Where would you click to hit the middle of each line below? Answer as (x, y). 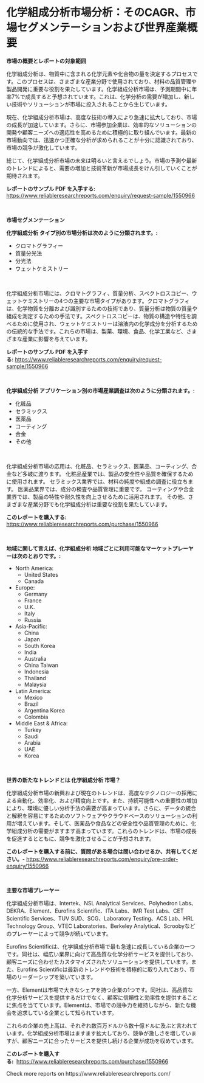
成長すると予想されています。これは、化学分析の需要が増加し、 (104, 96)
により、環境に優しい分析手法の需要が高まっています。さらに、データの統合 (101, 808)
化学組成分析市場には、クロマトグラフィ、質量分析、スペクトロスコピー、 (99, 293)
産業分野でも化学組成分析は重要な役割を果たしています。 (99, 504)
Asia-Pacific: (31, 626)
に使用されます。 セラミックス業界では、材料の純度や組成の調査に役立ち (97, 481)
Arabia (32, 742)
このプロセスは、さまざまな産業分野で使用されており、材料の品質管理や (107, 81)
